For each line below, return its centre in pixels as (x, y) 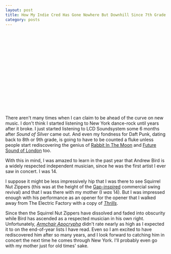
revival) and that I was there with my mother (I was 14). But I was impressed (85, 192)
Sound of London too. (28, 151)
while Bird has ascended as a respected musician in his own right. (75, 219)
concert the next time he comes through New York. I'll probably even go (81, 240)
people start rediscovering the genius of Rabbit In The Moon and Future (81, 145)
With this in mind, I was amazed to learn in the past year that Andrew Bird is (85, 161)
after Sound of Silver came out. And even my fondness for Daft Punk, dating (85, 134)
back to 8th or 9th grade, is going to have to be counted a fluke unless (79, 140)
